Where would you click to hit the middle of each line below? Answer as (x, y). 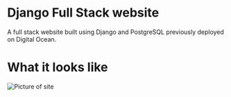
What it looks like (58, 68)
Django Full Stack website (83, 13)
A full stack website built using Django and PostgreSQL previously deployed (115, 32)
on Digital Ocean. (32, 39)
